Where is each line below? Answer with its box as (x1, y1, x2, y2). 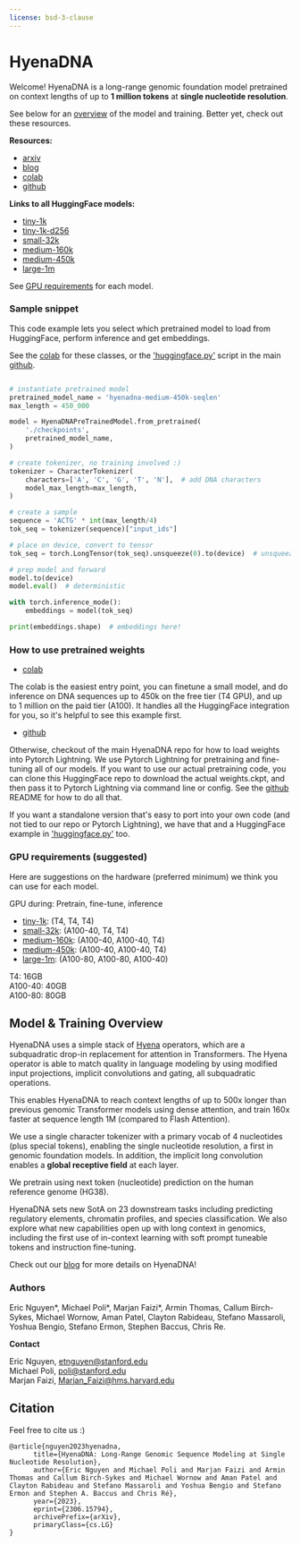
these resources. (9, 117, 71, 128)
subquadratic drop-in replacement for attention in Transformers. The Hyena (9, 1049, 287, 1060)
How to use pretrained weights (9, 644, 146, 656)
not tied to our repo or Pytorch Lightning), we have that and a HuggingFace (9, 819, 286, 830)
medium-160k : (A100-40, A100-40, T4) (21, 935, 165, 945)
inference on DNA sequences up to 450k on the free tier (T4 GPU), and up (9, 691, 283, 702)
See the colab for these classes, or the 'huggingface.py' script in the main (9, 350, 281, 361)
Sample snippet (9, 303, 79, 315)
